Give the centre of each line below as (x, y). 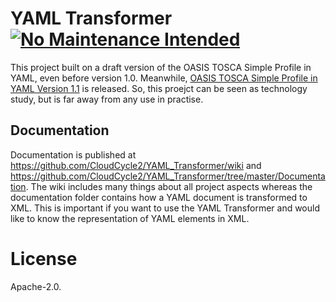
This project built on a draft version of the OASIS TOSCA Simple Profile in (161, 67)
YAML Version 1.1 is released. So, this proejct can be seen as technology (159, 88)
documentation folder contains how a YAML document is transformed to (159, 197)
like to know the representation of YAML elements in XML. (130, 218)
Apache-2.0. (36, 286)
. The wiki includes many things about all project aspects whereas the (169, 186)
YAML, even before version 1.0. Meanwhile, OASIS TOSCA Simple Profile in (164, 78)
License (44, 258)
